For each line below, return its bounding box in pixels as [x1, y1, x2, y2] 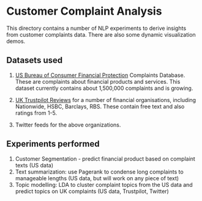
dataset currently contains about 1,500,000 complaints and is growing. [15, 84, 193, 92]
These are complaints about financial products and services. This [15, 78, 181, 85]
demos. [6, 37, 26, 45]
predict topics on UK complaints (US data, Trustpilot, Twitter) [15, 188, 170, 195]
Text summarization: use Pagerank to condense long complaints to [15, 168, 184, 175]
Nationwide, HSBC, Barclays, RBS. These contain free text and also [15, 103, 185, 110]
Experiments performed [6, 139, 100, 149]
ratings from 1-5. [15, 109, 57, 117]
